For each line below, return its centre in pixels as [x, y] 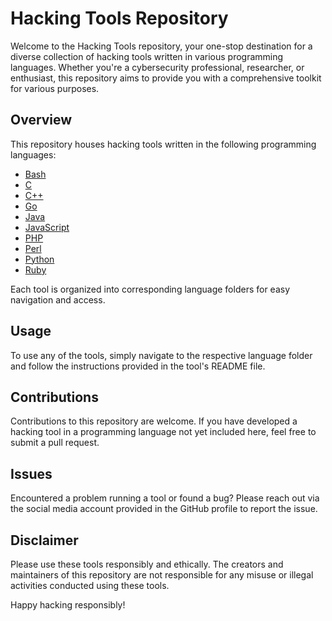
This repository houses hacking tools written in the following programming [163, 144]
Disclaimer [44, 540]
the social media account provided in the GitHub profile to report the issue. [164, 509]
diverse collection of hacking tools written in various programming [147, 56]
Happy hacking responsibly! [68, 605]
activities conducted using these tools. [90, 585]
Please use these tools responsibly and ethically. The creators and [147, 564]
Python [39, 259]
